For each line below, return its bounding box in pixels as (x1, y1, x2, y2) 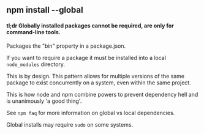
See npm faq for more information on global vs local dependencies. (6, 109, 175, 116)
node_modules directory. (6, 61, 66, 68)
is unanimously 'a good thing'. (6, 97, 82, 105)
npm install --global (6, 5, 84, 15)
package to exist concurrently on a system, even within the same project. (6, 79, 191, 86)
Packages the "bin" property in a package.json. (6, 42, 126, 50)
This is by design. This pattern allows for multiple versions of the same (6, 72, 185, 80)
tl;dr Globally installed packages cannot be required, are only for (6, 21, 174, 29)
